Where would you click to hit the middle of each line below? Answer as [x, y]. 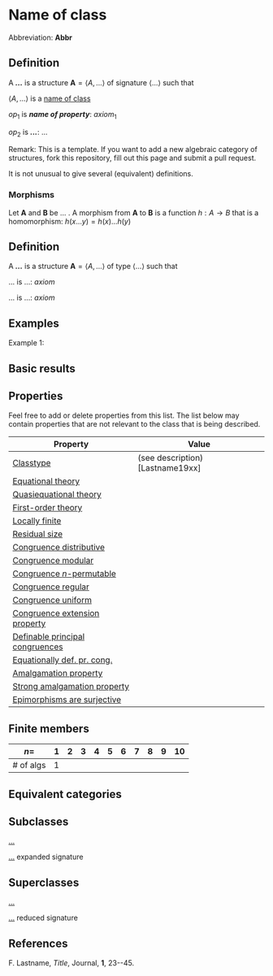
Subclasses [39, 822]
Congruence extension [56, 614]
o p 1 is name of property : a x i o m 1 [63, 115]
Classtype [32, 463]
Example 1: [26, 343]
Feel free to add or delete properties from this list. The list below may [124, 415]
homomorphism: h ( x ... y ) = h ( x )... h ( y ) [70, 221]
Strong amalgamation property [71, 687]
